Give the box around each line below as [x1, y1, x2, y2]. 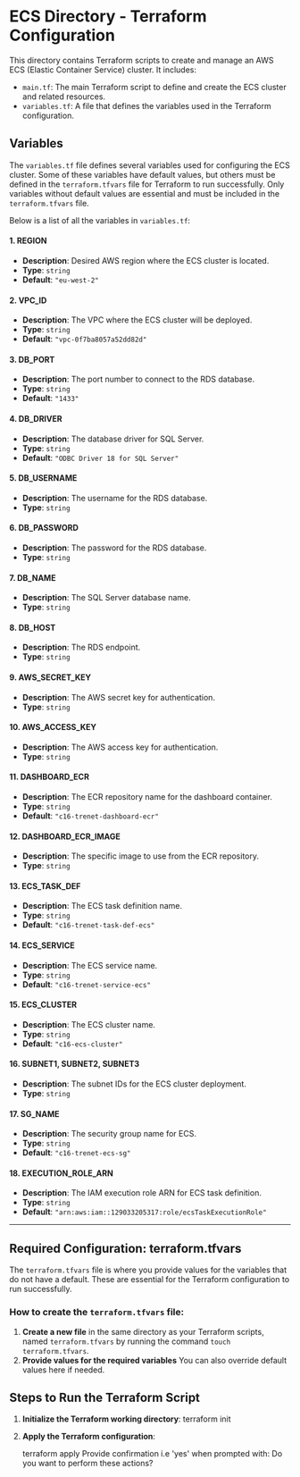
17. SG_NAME [9, 1108, 60, 1119]
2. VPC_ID [9, 295, 47, 306]
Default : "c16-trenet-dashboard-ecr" [21, 810, 159, 821]
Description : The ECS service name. [21, 960, 158, 970]
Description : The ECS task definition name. [21, 901, 183, 911]
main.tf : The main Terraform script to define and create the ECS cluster [21, 81, 287, 92]
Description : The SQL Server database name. [21, 592, 192, 603]
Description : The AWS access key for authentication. [21, 742, 219, 752]
